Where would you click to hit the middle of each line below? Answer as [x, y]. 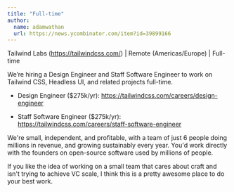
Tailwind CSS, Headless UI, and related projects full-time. [90, 82]
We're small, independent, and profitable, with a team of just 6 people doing [117, 138]
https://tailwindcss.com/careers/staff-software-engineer [99, 124]
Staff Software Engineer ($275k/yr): [69, 117]
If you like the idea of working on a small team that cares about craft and [112, 167]
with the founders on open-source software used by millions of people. [110, 153]
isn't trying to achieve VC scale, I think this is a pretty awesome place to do [116, 174]
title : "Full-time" [36, 14]
